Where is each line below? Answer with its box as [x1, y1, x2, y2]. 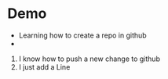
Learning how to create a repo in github [18, 31, 147, 40]
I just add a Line [18, 62, 71, 71]
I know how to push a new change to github [18, 54, 160, 63]
